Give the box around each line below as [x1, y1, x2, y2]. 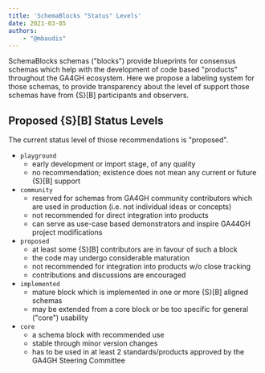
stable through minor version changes [31, 338, 158, 348]
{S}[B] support [31, 176, 81, 186]
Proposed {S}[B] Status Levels [8, 113, 164, 127]
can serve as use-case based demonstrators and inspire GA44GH [31, 219, 251, 229]
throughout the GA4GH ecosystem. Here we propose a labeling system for [8, 73, 255, 83]
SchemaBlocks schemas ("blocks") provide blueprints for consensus [8, 56, 236, 66]
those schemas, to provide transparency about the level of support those [8, 82, 250, 92]
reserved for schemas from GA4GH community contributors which [31, 194, 253, 203]
